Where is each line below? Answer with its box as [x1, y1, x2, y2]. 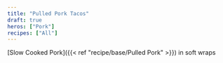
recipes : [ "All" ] [7, 29, 58, 37]
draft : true [7, 17, 42, 24]
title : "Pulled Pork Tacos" [7, 10, 90, 17]
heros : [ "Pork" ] [7, 23, 55, 30]
